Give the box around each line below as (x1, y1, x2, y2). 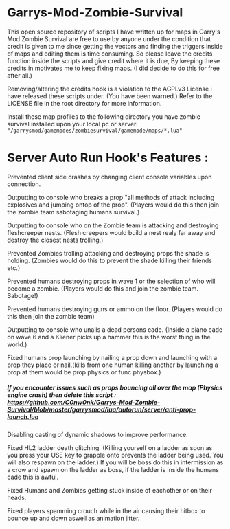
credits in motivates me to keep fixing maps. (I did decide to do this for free (7, 64, 220, 72)
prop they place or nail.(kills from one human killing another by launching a (7, 361, 218, 369)
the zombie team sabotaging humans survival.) (7, 207, 140, 216)
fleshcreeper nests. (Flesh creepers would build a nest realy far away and (7, 228, 216, 236)
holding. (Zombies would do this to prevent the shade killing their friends (7, 256, 213, 264)
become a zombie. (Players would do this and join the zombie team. (7, 284, 199, 293)
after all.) (7, 71, 33, 80)
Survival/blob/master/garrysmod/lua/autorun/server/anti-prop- (7, 405, 196, 414)
